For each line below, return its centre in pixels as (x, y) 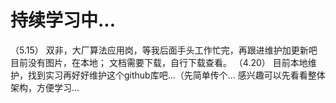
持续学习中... (63, 20)
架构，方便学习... (45, 87)
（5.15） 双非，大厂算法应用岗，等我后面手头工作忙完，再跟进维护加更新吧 (164, 50)
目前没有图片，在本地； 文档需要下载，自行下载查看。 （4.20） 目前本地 (159, 62)
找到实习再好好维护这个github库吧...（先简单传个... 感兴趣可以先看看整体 (176, 75)
